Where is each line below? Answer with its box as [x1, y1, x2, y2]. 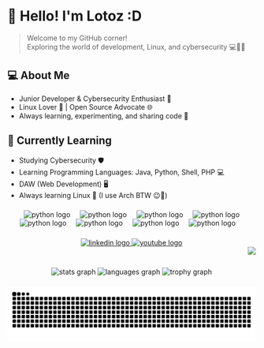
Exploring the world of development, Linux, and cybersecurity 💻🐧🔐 [26, 42, 246, 51]
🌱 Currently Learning [7, 134, 112, 148]
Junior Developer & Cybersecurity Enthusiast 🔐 [18, 94, 172, 103]
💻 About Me [7, 69, 70, 82]
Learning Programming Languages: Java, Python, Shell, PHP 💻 [18, 167, 225, 177]
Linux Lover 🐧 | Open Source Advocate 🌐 [18, 102, 153, 111]
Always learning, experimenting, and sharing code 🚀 [18, 110, 189, 121]
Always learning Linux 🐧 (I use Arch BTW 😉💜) [18, 190, 168, 200]
